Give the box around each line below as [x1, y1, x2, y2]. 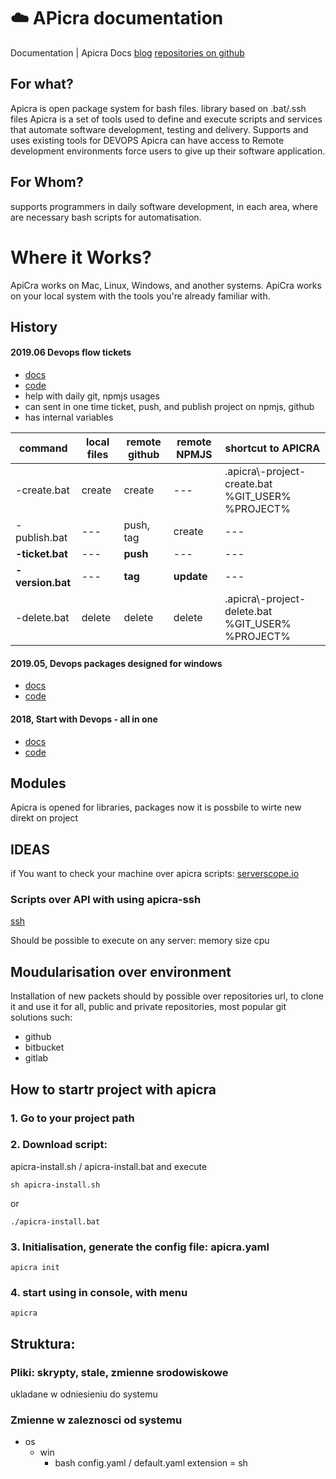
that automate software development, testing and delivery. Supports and [10, 123, 309, 135]
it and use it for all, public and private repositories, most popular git [10, 1001, 287, 1013]
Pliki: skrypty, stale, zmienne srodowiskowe [10, 1365, 229, 1379]
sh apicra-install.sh [10, 1180, 101, 1190]
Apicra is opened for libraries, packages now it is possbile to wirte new [10, 801, 302, 814]
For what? [10, 76, 74, 93]
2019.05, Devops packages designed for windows [10, 657, 223, 669]
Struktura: [10, 1335, 76, 1352]
